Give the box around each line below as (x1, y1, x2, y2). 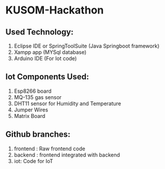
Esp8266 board (13, 87, 52, 94)
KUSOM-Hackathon (5, 4, 104, 17)
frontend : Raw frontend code (13, 145, 85, 152)
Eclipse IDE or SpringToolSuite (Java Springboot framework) (13, 42, 160, 49)
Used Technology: (5, 27, 74, 37)
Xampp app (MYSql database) (13, 49, 87, 56)
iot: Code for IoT (13, 157, 53, 164)
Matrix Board (13, 112, 46, 119)
